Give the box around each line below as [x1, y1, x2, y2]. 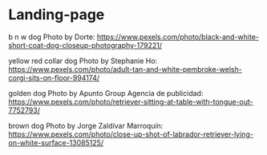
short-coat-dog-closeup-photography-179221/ [8, 40, 163, 50]
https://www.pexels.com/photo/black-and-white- [96, 32, 259, 42]
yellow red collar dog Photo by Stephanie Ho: [8, 56, 158, 66]
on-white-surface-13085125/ [8, 137, 104, 147]
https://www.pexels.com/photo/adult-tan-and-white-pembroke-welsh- [8, 64, 242, 74]
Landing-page [8, 6, 105, 24]
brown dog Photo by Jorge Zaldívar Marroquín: [8, 121, 164, 130]
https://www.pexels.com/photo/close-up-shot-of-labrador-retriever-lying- [8, 129, 254, 139]
